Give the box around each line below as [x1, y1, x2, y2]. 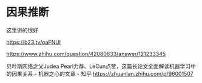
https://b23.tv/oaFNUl [6, 38, 61, 46]
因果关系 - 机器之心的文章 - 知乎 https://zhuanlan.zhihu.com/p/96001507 [11, 70, 194, 77]
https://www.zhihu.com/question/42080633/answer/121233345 [6, 50, 166, 57]
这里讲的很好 [6, 26, 38, 34]
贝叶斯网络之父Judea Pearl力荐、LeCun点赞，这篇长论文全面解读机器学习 [6, 63, 191, 70]
